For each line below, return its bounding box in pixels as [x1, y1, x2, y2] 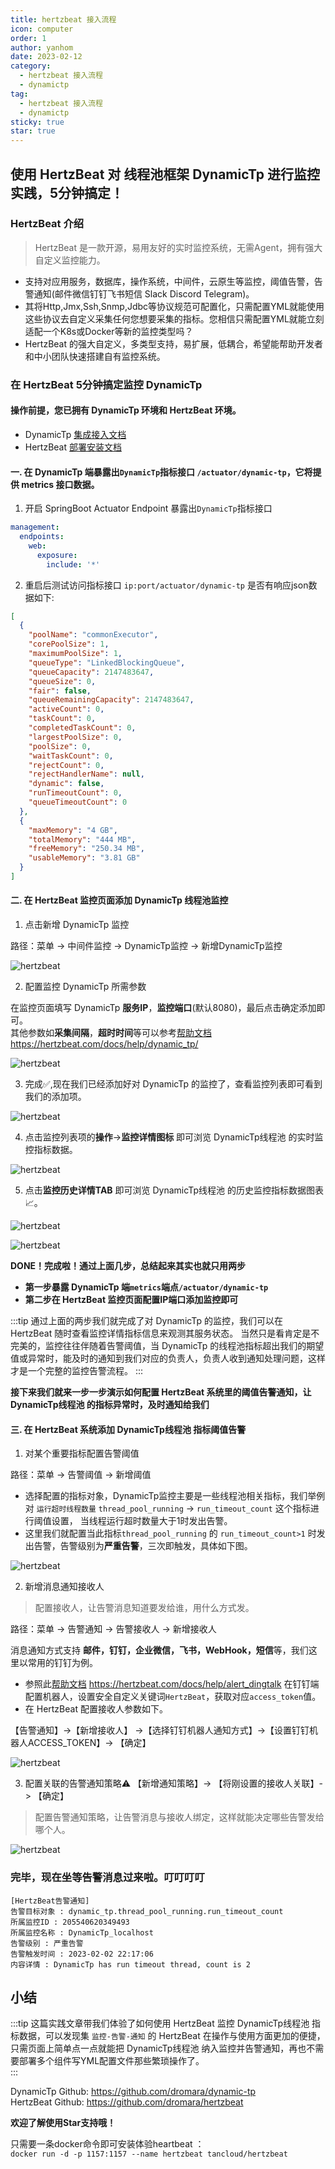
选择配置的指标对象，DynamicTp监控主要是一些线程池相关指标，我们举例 [24, 1490, 326, 1502]
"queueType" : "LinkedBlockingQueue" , [28, 657, 186, 668]
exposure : [36, 550, 78, 560]
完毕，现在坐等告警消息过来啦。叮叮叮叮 [10, 1871, 205, 1885]
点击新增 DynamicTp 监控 [24, 919, 130, 931]
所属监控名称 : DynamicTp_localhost [10, 1927, 154, 1938]
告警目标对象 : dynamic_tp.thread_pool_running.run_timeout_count [10, 1906, 284, 1916]
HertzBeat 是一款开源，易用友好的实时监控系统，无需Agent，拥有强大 [34, 241, 323, 253]
